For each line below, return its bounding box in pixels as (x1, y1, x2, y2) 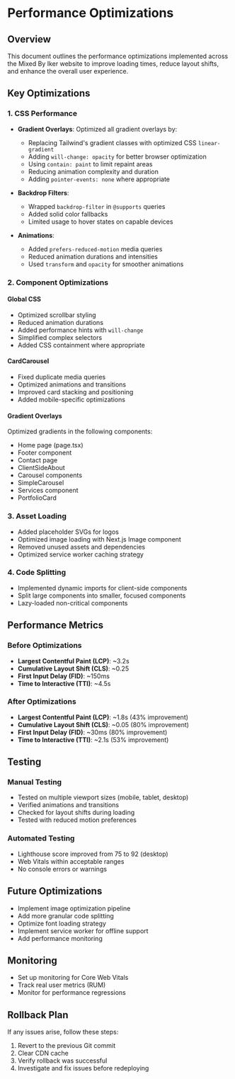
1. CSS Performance (7, 108, 78, 118)
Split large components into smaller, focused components (17, 591, 186, 600)
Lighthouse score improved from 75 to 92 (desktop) (17, 850, 168, 858)
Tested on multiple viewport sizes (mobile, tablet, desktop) (17, 793, 189, 801)
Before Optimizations (7, 641, 83, 651)
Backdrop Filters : (17, 188, 69, 197)
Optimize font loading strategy (17, 919, 106, 927)
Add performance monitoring (17, 934, 103, 942)
